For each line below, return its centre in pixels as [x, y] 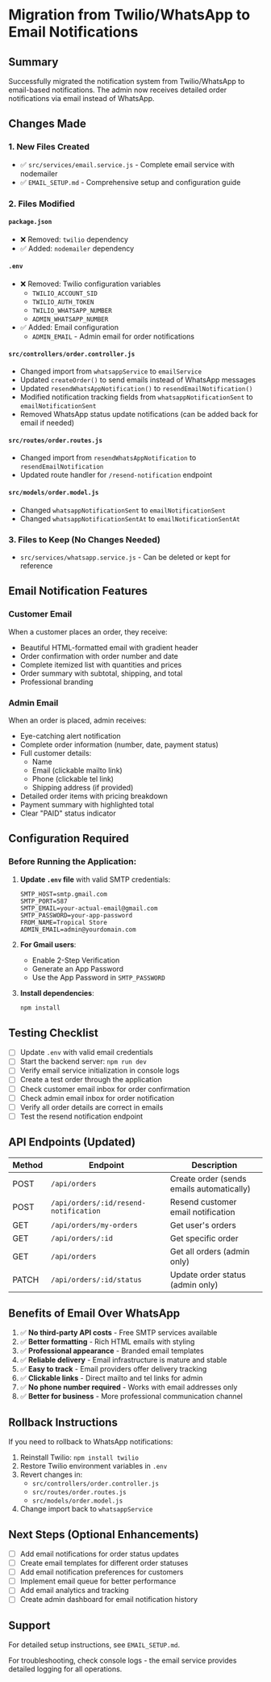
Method [28, 1165]
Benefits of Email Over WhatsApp [94, 1313]
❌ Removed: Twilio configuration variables [90, 284]
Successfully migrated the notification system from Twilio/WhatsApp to [127, 81]
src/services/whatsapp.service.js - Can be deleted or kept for [125, 557]
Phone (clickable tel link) [73, 778]
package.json [30, 222]
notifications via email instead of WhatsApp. [81, 98]
